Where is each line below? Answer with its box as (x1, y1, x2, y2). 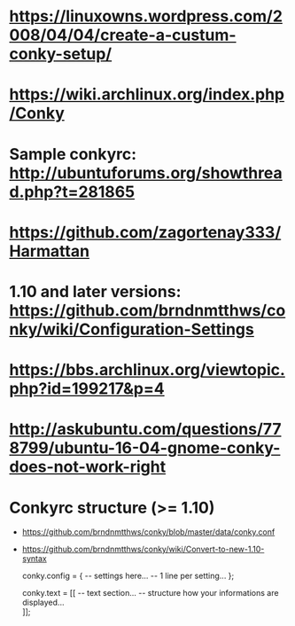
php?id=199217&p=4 (9, 379, 166, 399)
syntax (21, 553, 47, 564)
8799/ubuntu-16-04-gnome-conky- (9, 438, 281, 458)
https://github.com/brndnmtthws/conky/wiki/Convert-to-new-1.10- (21, 544, 265, 555)
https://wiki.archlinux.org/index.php (9, 84, 285, 105)
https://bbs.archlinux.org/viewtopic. (9, 360, 286, 380)
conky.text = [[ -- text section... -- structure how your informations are (21, 588, 279, 599)
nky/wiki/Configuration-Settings (9, 319, 254, 339)
